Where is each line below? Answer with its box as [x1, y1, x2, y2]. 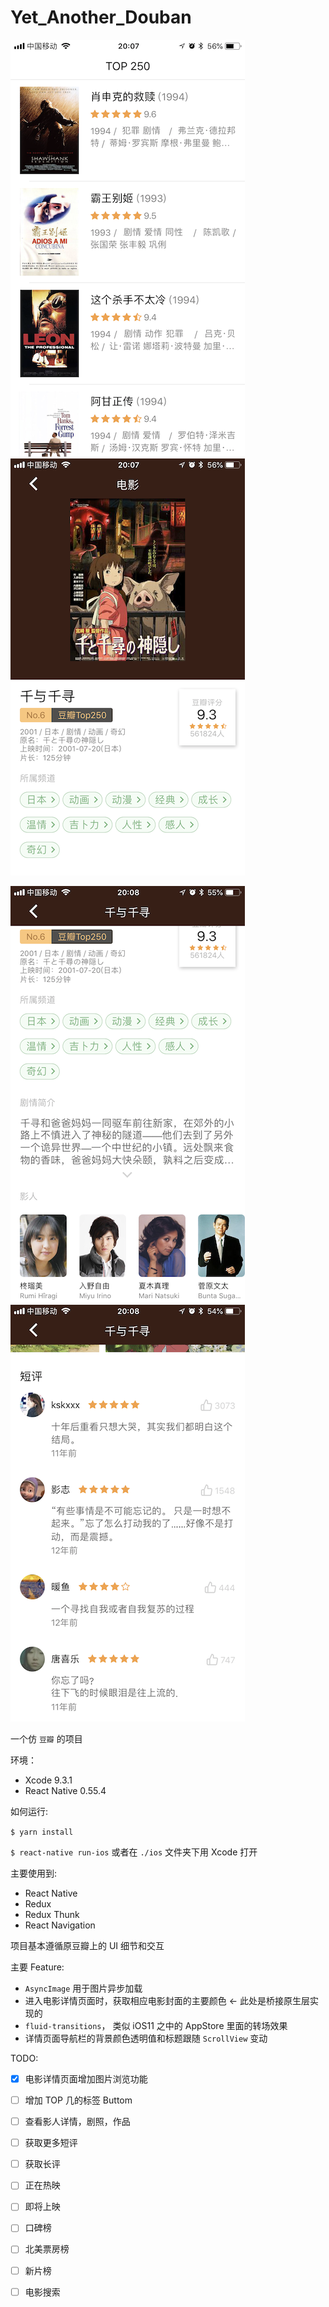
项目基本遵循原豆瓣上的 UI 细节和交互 [10, 1939, 165, 1951]
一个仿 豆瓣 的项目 [10, 1732, 83, 1745]
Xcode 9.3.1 [24, 1774, 73, 1786]
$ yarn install [10, 1827, 74, 1837]
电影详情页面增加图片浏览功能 [24, 2072, 148, 2085]
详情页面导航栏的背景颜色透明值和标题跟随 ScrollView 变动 [24, 2032, 268, 2044]
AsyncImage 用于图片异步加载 [24, 1982, 143, 1994]
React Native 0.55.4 [24, 1784, 107, 1796]
